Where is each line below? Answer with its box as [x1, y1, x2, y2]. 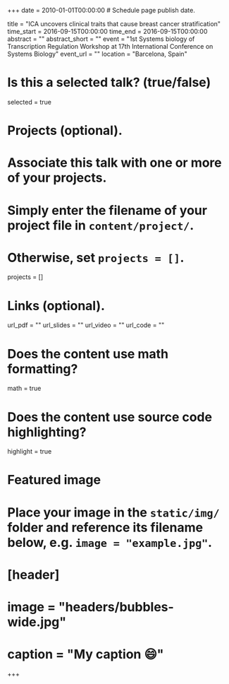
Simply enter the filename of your [7, 202, 208, 218]
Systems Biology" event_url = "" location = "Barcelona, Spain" [7, 49, 188, 58]
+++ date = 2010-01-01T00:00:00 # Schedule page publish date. [7, 6, 195, 14]
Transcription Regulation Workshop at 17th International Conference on [7, 42, 213, 50]
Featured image [7, 472, 101, 488]
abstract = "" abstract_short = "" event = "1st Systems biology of [7, 35, 195, 43]
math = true [7, 384, 42, 393]
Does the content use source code [7, 409, 213, 425]
